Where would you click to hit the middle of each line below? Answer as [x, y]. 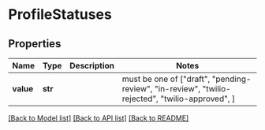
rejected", [140, 98]
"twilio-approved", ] [198, 98]
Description [92, 66]
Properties [35, 44]
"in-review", [177, 89]
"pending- [231, 79]
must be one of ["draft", [166, 79]
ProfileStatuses [60, 15]
